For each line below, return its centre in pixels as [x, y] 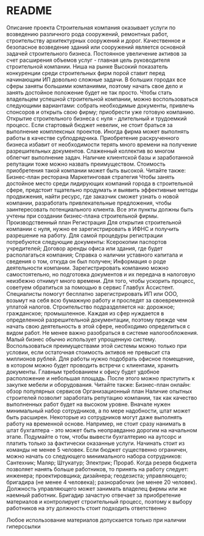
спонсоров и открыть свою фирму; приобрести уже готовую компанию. [101, 112]
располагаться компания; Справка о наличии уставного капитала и [95, 255]
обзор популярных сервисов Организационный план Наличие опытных [99, 391]
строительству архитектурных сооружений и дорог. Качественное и [96, 40]
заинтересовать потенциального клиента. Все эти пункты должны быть [100, 209]
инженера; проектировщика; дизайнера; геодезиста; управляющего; [97, 475]
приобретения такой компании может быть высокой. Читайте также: [96, 170]
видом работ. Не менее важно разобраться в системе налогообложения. [102, 332]
